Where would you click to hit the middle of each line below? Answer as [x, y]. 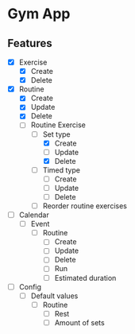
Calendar [34, 215]
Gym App [39, 14]
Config [30, 286]
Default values [54, 296]
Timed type [62, 170]
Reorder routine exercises [85, 206]
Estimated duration [85, 278]
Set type [56, 134]
